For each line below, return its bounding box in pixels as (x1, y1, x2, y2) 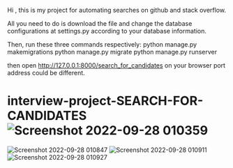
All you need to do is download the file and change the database (7, 20, 193, 27)
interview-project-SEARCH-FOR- (7, 93, 204, 109)
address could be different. (7, 69, 85, 77)
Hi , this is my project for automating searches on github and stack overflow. (7, 6, 227, 14)
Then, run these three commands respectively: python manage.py (7, 40, 197, 48)
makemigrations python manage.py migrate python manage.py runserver (7, 48, 218, 56)
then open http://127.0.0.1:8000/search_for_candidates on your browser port (7, 61, 225, 69)
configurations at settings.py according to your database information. (7, 27, 207, 35)
